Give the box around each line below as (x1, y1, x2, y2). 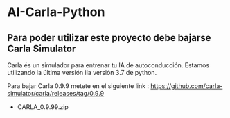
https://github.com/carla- (150, 82, 223, 90)
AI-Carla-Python (7, 4, 105, 20)
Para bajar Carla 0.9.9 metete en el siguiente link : (7, 82, 150, 90)
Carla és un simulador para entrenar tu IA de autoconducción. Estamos (7, 61, 210, 69)
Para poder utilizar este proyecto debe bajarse (7, 32, 211, 44)
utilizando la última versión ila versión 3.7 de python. (7, 69, 157, 76)
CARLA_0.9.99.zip (17, 103, 69, 111)
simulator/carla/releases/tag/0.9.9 (7, 90, 105, 97)
